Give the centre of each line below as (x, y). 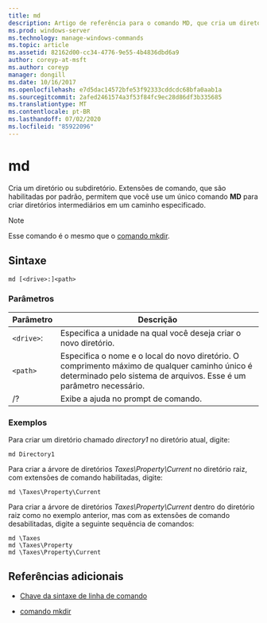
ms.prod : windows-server (49, 30)
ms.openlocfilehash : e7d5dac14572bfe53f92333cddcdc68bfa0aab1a (115, 90)
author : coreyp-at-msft (48, 60)
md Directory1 (32, 454)
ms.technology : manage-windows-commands (76, 38)
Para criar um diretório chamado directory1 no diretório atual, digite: (119, 440)
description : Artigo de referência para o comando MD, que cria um (122, 23)
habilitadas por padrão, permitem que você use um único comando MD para (133, 197)
